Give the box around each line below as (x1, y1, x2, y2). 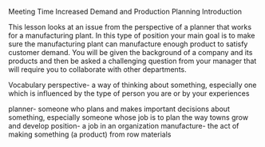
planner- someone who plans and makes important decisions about (8, 104, 230, 113)
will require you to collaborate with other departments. (8, 65, 188, 74)
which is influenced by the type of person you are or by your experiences (8, 89, 250, 98)
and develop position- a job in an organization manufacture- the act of (8, 121, 239, 130)
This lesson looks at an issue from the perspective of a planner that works (8, 22, 252, 31)
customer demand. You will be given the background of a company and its (8, 48, 253, 57)
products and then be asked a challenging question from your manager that (8, 56, 257, 66)
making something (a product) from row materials (8, 129, 172, 139)
